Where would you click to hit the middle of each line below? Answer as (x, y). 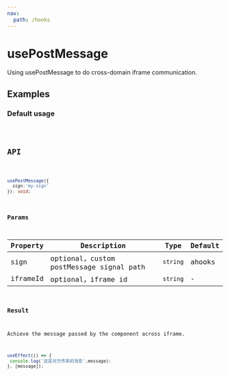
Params (18, 217)
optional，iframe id (89, 279)
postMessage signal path (98, 267)
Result (18, 311)
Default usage (31, 113)
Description (103, 245)
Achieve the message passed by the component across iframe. (96, 334)
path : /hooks (32, 20)
